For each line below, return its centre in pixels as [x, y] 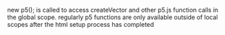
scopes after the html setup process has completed [81, 24]
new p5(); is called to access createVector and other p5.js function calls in [113, 10]
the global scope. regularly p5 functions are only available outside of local [112, 17]
